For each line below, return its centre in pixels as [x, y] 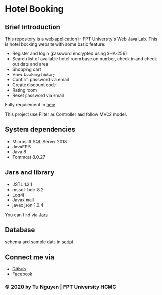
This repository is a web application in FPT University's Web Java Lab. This [81, 39]
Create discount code [34, 85]
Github [19, 269]
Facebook [22, 274]
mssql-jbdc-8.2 [28, 189]
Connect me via [30, 257]
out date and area [30, 64]
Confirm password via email [40, 80]
